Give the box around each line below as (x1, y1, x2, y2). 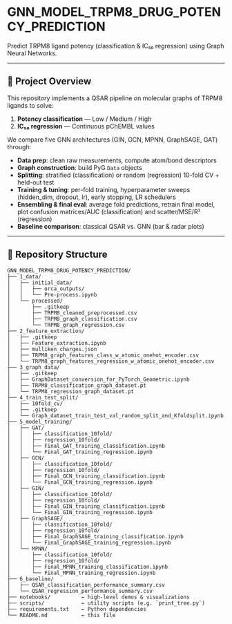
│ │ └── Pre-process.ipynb (7, 291, 97, 298)
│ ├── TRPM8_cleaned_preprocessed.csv (7, 309, 137, 316)
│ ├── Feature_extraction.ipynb (7, 339, 107, 346)
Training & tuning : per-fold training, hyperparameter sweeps (17, 185, 191, 193)
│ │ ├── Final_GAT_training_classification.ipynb (7, 442, 166, 449)
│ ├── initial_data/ (7, 279, 72, 286)
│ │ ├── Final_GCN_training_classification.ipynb (7, 473, 166, 480)
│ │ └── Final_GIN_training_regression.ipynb (7, 509, 153, 516)
